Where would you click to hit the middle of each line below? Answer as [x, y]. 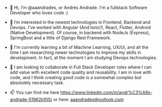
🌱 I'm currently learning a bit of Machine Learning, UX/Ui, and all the [79, 47]
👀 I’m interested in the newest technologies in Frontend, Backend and [80, 22]
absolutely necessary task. [37, 83]
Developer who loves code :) [39, 13]
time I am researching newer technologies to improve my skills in [75, 52]
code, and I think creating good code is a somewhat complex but [76, 77]
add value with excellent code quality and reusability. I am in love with [81, 72]
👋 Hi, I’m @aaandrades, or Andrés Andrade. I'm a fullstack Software [79, 8]
